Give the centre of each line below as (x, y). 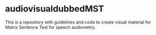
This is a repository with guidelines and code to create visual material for (78, 22)
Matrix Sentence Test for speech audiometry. (50, 27)
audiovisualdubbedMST (55, 9)
